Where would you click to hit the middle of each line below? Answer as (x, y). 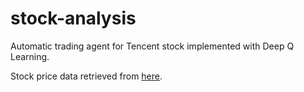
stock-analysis (73, 18)
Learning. (30, 56)
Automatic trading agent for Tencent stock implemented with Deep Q (152, 46)
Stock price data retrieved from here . (86, 76)
